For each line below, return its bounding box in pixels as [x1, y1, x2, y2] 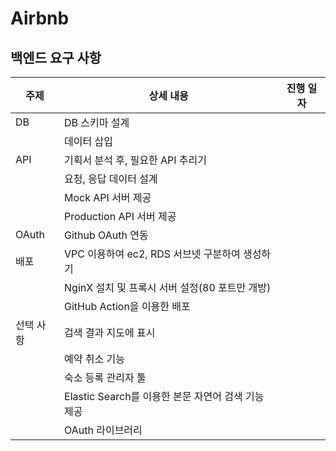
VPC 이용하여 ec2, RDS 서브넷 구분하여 [64, 247, 241, 261]
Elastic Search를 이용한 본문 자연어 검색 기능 [64, 390, 265, 403]
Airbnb [10, 7, 70, 30]
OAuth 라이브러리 [64, 423, 143, 437]
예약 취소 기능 [64, 352, 125, 366]
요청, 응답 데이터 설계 [64, 172, 158, 186]
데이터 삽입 [64, 135, 113, 148]
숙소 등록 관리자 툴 [64, 371, 147, 384]
